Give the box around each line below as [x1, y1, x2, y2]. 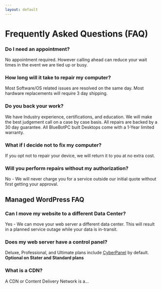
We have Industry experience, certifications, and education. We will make [5, 113, 152, 120]
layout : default [5, 7, 38, 12]
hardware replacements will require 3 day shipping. [5, 90, 108, 96]
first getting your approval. [5, 181, 58, 187]
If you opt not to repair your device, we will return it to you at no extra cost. [5, 153, 155, 158]
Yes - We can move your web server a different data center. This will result [5, 221, 155, 227]
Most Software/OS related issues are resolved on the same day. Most [5, 85, 144, 91]
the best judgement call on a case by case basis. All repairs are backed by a [5, 119, 158, 125]
